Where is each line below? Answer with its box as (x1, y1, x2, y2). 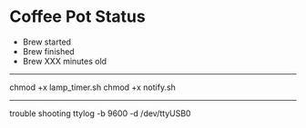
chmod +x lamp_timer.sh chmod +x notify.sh (9, 82, 176, 93)
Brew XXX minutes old (22, 55, 107, 66)
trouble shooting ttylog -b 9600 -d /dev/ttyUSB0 (9, 107, 191, 119)
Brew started (22, 36, 71, 47)
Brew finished (22, 45, 75, 56)
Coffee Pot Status (9, 6, 146, 27)
